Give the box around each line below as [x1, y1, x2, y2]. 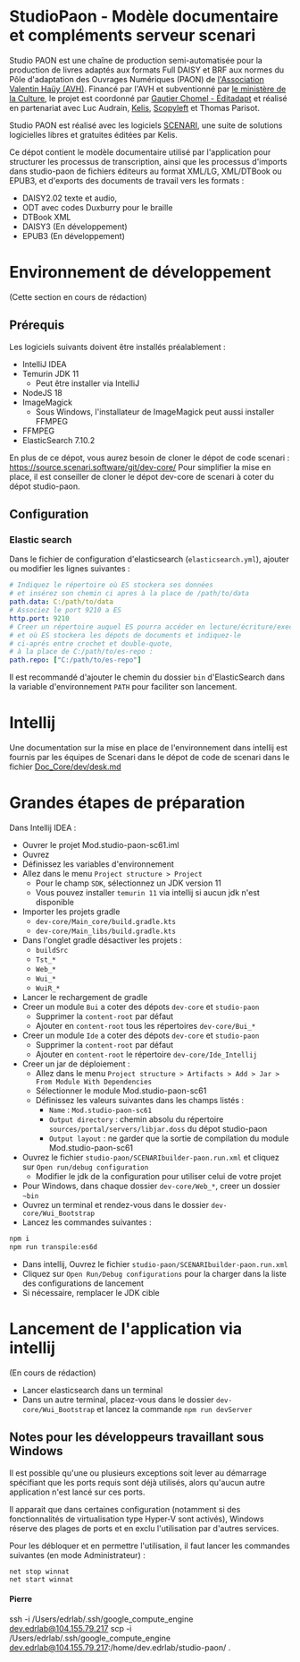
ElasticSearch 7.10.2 [21, 434, 96, 445]
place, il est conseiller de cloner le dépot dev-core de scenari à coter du [9, 471, 274, 482]
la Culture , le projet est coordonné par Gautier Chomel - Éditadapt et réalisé [9, 92, 287, 104]
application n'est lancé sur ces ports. [9, 1486, 146, 1497]
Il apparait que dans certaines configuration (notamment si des [9, 1504, 241, 1514]
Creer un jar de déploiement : [21, 1058, 131, 1069]
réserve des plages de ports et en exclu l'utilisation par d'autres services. [9, 1522, 279, 1533]
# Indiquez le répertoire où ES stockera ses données [9, 580, 214, 590]
